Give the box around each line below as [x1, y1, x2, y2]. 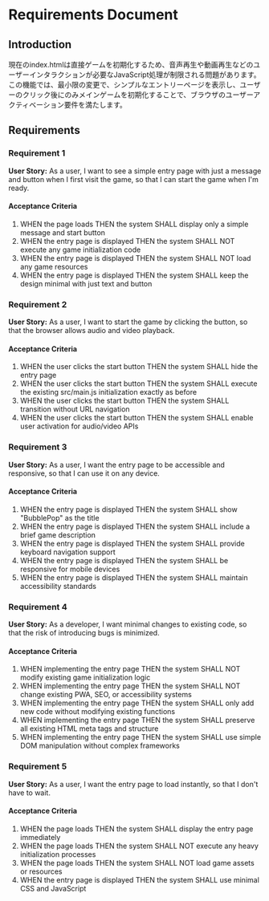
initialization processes [19, 849, 96, 859]
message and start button [19, 227, 106, 237]
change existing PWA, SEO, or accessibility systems [19, 690, 193, 700]
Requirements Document [8, 6, 179, 24]
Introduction [8, 38, 72, 51]
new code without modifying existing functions [19, 707, 175, 716]
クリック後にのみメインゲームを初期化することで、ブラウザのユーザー [22, 90, 254, 99]
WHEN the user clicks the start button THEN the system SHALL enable [19, 413, 255, 423]
